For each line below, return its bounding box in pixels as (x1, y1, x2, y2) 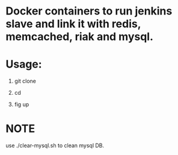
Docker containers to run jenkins (5, 4, 173, 18)
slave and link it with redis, (5, 17, 141, 31)
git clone (14, 77, 37, 85)
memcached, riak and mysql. (5, 30, 154, 43)
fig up (14, 101, 29, 108)
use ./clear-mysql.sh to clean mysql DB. (5, 142, 105, 149)
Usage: (5, 57, 43, 71)
